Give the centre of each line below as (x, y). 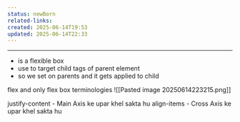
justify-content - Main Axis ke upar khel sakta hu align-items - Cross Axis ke (120, 103)
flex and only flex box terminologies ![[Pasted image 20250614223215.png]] (119, 90)
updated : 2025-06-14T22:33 (47, 34)
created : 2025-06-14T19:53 (47, 27)
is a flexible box (41, 61)
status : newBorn (31, 14)
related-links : (30, 21)
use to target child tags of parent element (79, 68)
